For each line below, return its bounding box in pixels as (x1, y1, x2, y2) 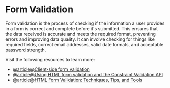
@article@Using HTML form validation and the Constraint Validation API (12, 71, 163, 77)
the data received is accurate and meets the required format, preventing (5, 31, 156, 37)
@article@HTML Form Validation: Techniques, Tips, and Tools (12, 77, 143, 83)
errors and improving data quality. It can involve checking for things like (5, 36, 155, 42)
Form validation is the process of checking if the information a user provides (5, 20, 165, 26)
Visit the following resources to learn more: (5, 56, 95, 62)
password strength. (5, 47, 46, 53)
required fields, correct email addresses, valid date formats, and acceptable (5, 41, 164, 47)
